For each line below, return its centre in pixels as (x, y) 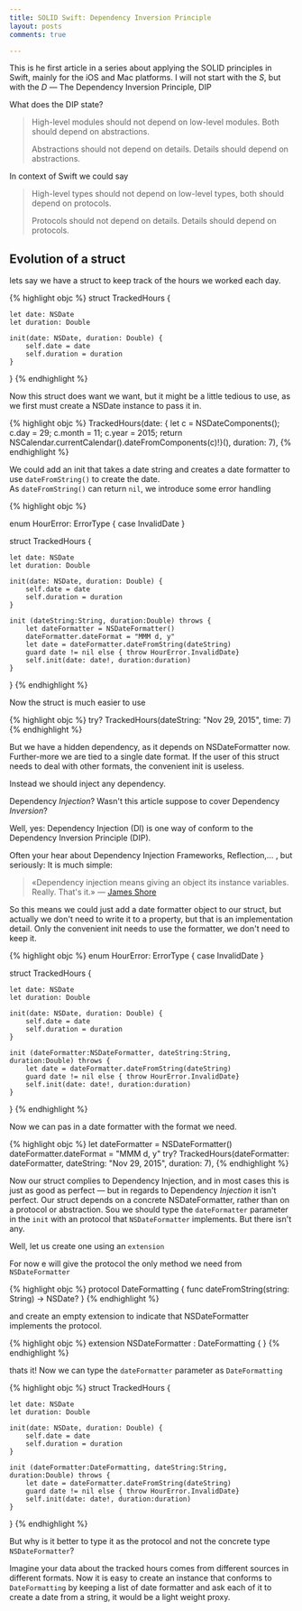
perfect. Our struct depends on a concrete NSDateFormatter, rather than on (150, 1200)
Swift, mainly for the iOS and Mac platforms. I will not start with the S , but (145, 78)
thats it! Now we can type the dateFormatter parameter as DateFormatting (146, 1370)
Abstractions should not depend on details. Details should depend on (160, 149)
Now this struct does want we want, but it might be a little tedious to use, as (150, 396)
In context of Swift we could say (69, 176)
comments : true (38, 34)
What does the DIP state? (56, 105)
